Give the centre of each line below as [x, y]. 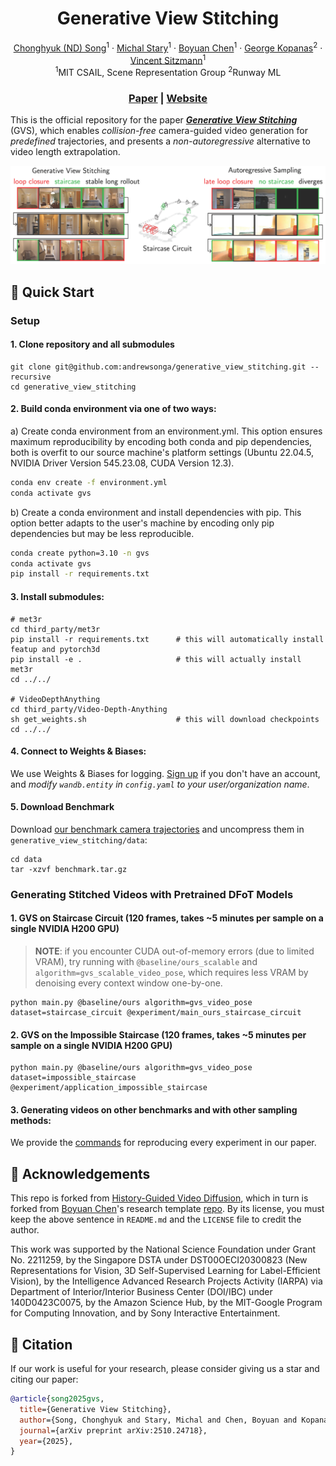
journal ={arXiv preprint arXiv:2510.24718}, [113, 1430]
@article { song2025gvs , [57, 1399]
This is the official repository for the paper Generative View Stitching [154, 120]
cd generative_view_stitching [73, 387]
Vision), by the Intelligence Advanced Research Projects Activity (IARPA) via [166, 1281]
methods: [31, 1120]
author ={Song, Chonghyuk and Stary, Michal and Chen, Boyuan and [158, 1420]
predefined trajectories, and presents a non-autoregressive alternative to [160, 141]
